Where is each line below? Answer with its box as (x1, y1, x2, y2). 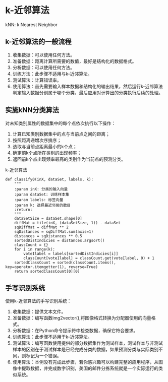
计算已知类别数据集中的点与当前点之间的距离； (12, 131, 110, 137)
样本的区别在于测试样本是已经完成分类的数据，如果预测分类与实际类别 (12, 346, 159, 353)
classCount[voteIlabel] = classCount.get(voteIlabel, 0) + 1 (23, 256, 155, 261)
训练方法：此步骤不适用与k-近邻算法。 (12, 71, 92, 77)
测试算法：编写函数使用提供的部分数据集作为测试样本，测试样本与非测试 (12, 340, 163, 346)
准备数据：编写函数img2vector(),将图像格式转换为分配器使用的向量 (12, 315, 151, 321)
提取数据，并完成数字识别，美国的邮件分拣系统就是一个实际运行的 (21, 365, 159, 371)
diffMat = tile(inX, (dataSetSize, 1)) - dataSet (14, 220, 121, 225)
